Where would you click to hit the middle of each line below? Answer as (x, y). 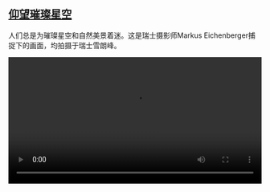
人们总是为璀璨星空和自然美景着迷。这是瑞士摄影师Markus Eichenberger (129, 35)
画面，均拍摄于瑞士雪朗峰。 (75, 45)
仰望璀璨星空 (40, 14)
